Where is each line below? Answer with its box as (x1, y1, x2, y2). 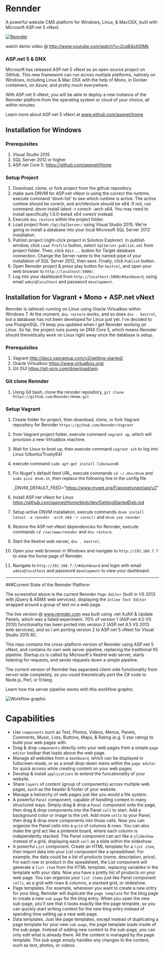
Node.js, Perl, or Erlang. (5, 677, 53, 682)
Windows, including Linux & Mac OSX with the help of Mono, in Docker (5, 77, 147, 83)
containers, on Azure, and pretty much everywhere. (5, 82, 109, 88)
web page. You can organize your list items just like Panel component (12, 874, 156, 881)
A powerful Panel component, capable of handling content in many (12, 796, 146, 802)
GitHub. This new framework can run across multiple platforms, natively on (5, 72, 156, 78)
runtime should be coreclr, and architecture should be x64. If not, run (12, 201, 151, 207)
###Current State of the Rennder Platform (5, 582, 90, 588)
